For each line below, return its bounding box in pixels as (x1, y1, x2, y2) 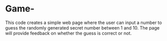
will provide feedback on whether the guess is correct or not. (5, 30, 132, 36)
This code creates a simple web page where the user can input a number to (5, 19, 162, 25)
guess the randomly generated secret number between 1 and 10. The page (5, 24, 160, 30)
